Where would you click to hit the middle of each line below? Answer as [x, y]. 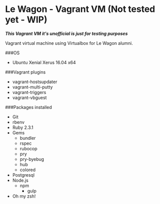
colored [28, 170]
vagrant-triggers [29, 92]
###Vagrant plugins [25, 72]
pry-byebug [32, 159]
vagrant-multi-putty [33, 87]
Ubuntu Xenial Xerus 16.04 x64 [44, 62]
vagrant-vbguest [30, 98]
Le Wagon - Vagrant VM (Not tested [80, 9]
